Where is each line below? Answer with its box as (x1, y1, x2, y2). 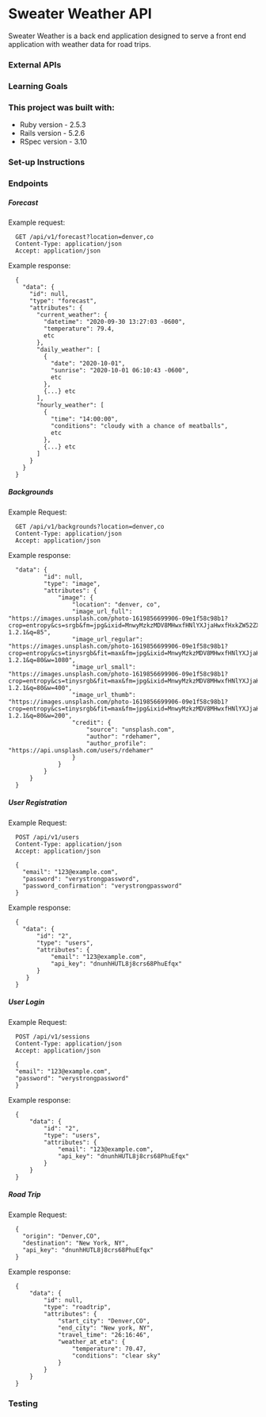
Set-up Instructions (8, 156, 85, 167)
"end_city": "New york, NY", (58, 1323, 154, 1332)
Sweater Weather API (8, 5, 152, 23)
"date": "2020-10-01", (50, 359, 126, 368)
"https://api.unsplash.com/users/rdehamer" (8, 746, 154, 754)
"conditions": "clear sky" (71, 1351, 161, 1360)
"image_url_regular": (71, 635, 144, 643)
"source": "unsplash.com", (85, 726, 176, 734)
